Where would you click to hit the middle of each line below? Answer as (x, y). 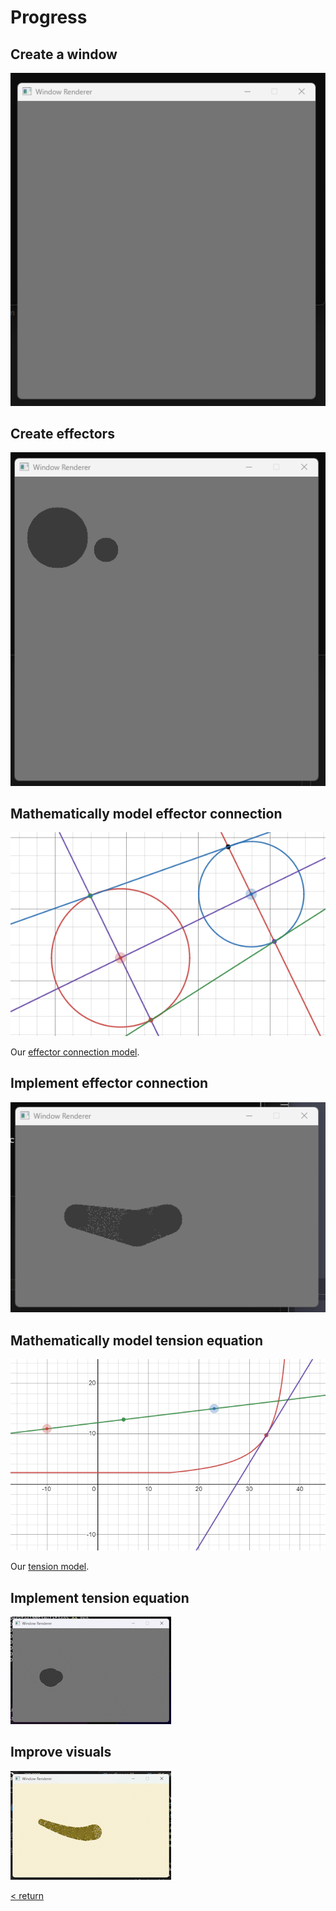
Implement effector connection (109, 1083)
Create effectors (62, 433)
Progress (49, 17)
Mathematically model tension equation (137, 1340)
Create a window (64, 54)
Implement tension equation (100, 1597)
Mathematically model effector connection (146, 813)
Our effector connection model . (75, 1052)
